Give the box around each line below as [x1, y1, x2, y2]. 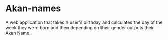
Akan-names [5, 3, 61, 14]
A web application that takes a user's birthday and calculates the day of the [5, 19, 163, 25]
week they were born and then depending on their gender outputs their [5, 24, 154, 30]
